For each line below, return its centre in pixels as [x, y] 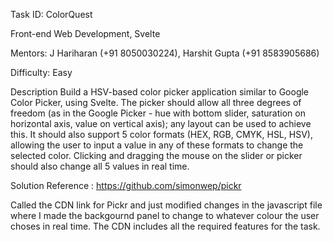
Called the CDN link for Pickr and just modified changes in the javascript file [166, 205]
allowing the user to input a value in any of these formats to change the [157, 145]
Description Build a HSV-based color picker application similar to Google [160, 92]
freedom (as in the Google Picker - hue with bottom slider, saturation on [158, 113]
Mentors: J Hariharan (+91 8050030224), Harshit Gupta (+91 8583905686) [165, 53]
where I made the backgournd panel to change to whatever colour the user [165, 215]
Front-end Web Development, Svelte [85, 33]
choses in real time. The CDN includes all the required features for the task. [165, 226]
